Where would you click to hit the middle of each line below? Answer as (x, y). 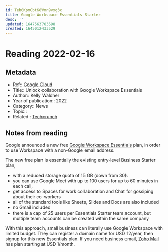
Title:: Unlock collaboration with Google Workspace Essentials (77, 90)
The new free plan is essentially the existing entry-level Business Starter (80, 160)
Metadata (21, 72)
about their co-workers (37, 197)
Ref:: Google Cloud (32, 85)
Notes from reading (37, 133)
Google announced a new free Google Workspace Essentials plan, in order (83, 145)
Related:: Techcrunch (35, 117)
